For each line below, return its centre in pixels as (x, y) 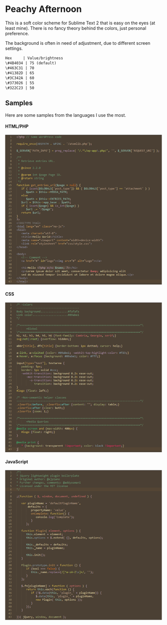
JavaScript (17, 462)
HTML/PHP (17, 126)
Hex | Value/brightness (34, 58)
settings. (14, 48)
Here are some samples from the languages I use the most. (66, 115)
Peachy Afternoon (43, 9)
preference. (17, 33)
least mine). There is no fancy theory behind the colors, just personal (76, 28)
